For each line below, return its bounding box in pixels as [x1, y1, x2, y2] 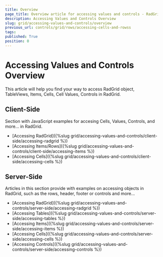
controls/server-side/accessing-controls [12, 246, 93, 253]
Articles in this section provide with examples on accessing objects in [5, 186, 144, 191]
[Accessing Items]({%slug [12, 221, 65, 226]
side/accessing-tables [12, 216, 57, 222]
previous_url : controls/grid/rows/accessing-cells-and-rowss [5, 25, 131, 30]
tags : [5, 30, 16, 34]
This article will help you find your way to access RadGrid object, [5, 86, 135, 92]
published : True [5, 34, 38, 39]
